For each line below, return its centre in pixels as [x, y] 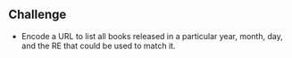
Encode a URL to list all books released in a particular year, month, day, [152, 36]
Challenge [38, 15]
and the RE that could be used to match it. [98, 46]
